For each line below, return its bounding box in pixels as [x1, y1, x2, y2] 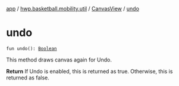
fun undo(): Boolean [6, 45, 58, 51]
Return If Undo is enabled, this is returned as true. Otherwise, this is [6, 67, 173, 75]
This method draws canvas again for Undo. [6, 56, 112, 63]
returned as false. [6, 74, 49, 81]
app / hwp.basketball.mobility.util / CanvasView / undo [6, 5, 140, 12]
